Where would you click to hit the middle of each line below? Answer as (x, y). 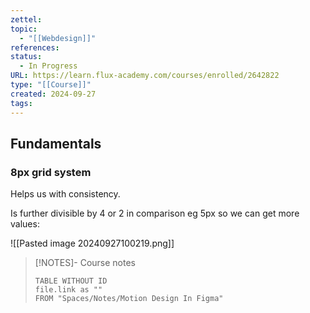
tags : (21, 103)
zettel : (26, 19)
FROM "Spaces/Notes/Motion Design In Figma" (129, 299)
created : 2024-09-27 (53, 94)
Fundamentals (56, 143)
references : (35, 47)
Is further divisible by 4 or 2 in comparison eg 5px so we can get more (155, 213)
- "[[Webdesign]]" (58, 38)
